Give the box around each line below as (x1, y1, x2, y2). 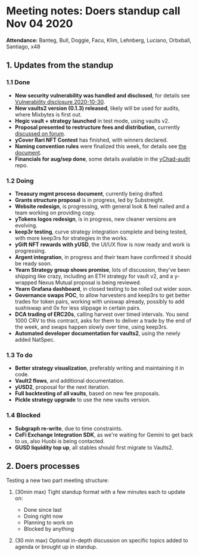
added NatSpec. (14, 336, 55, 343)
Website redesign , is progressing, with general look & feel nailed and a (14, 202, 189, 210)
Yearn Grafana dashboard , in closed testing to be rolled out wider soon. (14, 285, 192, 292)
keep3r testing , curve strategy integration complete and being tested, (14, 228, 188, 235)
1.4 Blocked (6, 411, 41, 419)
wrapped (14, 279, 38, 286)
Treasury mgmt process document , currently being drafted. (14, 190, 164, 197)
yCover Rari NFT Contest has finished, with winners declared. (14, 136, 168, 143)
